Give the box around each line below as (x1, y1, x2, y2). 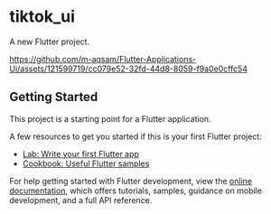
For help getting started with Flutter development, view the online (9, 175, 253, 186)
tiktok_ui (9, 6, 75, 27)
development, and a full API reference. (9, 194, 153, 205)
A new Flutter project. (9, 36, 90, 47)
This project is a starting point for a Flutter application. (9, 113, 211, 124)
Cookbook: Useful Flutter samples (22, 158, 150, 169)
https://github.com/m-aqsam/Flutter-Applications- (9, 53, 197, 64)
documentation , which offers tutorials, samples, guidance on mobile (9, 185, 262, 196)
